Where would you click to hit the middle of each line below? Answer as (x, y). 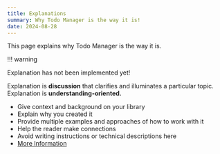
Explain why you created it (55, 114)
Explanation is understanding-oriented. (65, 93)
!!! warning (22, 59)
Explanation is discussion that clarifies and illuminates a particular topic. (111, 86)
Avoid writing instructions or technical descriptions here (97, 136)
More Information (42, 144)
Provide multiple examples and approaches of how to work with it (110, 122)
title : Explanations (37, 13)
